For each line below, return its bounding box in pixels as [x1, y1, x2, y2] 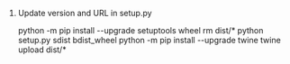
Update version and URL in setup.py [17, 8, 152, 18]
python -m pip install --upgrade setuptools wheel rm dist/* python [17, 25, 264, 35]
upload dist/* [17, 44, 67, 55]
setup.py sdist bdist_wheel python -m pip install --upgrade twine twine [17, 35, 281, 45]
